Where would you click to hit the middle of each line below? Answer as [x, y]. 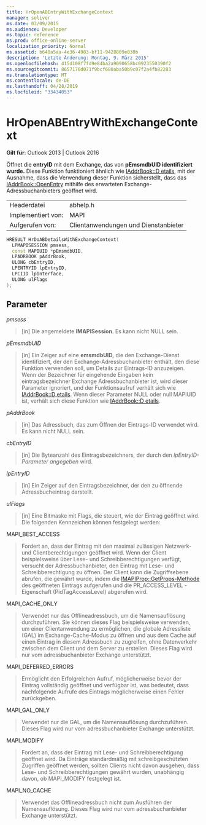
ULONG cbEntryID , [34, 262]
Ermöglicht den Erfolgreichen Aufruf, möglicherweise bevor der [101, 678]
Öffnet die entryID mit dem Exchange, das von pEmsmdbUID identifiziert [100, 164]
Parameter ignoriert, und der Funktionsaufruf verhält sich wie [99, 387]
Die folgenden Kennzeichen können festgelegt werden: [91, 522]
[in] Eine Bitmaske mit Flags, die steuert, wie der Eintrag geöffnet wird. [110, 515]
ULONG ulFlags [30, 279]
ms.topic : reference [33, 35]
